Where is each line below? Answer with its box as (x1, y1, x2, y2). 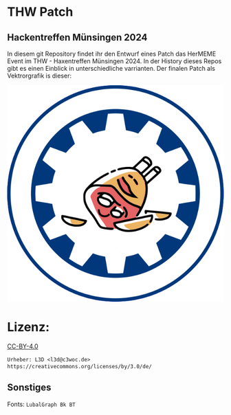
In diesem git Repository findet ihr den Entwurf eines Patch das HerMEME (7, 49, 217, 58)
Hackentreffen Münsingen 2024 (7, 32, 148, 43)
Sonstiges (7, 382, 52, 394)
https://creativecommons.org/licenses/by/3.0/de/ (7, 363, 153, 370)
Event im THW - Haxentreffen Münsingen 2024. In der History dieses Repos (7, 57, 222, 65)
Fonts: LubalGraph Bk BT (7, 400, 76, 408)
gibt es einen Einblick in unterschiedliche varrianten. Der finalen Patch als (7, 65, 215, 72)
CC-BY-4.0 (7, 341, 38, 350)
